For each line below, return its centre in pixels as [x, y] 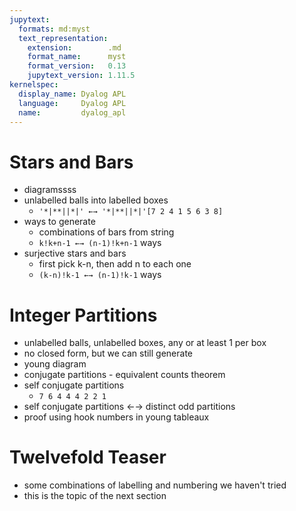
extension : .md [74, 47]
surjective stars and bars [75, 253]
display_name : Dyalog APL [72, 94]
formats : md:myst [54, 29]
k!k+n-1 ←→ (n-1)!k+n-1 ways [100, 243]
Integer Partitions [83, 315]
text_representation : [63, 38]
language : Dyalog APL [72, 103]
